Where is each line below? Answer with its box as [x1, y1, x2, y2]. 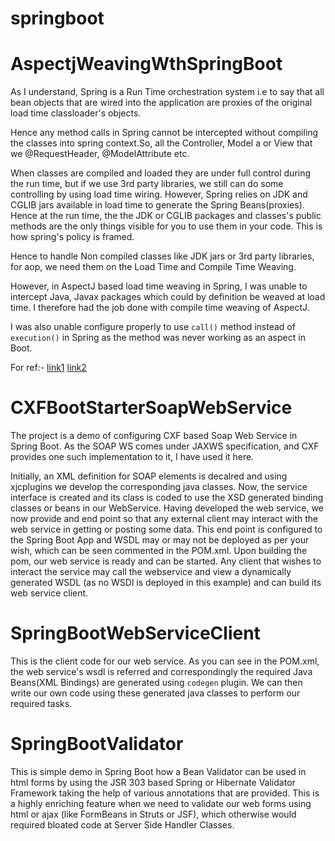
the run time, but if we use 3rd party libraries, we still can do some [10, 178, 284, 190]
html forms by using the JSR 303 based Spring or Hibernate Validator [10, 776, 296, 788]
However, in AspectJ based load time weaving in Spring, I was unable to [10, 280, 308, 292]
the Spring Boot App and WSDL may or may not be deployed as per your [10, 534, 310, 546]
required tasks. [10, 698, 73, 709]
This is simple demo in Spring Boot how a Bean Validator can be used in [10, 765, 307, 777]
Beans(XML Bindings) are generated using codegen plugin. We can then [10, 677, 303, 688]
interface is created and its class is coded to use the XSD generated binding [10, 492, 324, 504]
